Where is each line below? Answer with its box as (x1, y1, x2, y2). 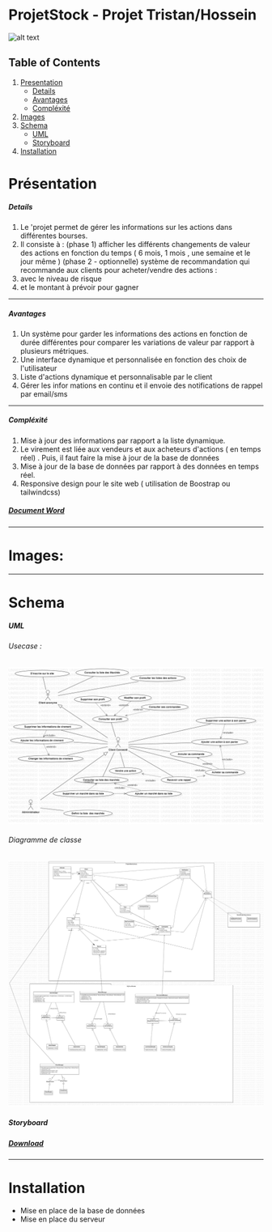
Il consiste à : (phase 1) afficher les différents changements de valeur (19, 239, 251, 249)
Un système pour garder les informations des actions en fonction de (19, 329, 249, 338)
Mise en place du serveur (19, 1214, 105, 1224)
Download (8, 1138, 45, 1148)
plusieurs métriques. (19, 346, 89, 355)
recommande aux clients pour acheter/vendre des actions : (19, 265, 218, 274)
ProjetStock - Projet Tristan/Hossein (8, 6, 257, 24)
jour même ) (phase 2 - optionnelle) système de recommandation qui (19, 257, 250, 266)
